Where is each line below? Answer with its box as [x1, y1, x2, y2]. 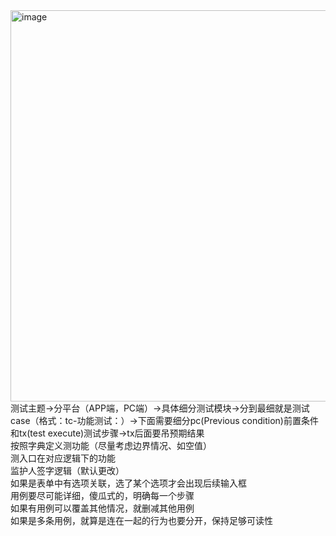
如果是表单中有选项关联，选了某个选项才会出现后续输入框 [10, 477, 247, 489]
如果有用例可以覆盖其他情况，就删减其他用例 [10, 502, 195, 514]
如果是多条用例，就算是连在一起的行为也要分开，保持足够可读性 [10, 515, 273, 526]
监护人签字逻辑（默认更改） [10, 465, 125, 476]
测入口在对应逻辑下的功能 [10, 452, 116, 464]
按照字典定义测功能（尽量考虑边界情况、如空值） [10, 440, 212, 451]
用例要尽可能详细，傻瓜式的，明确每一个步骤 [10, 490, 195, 501]
